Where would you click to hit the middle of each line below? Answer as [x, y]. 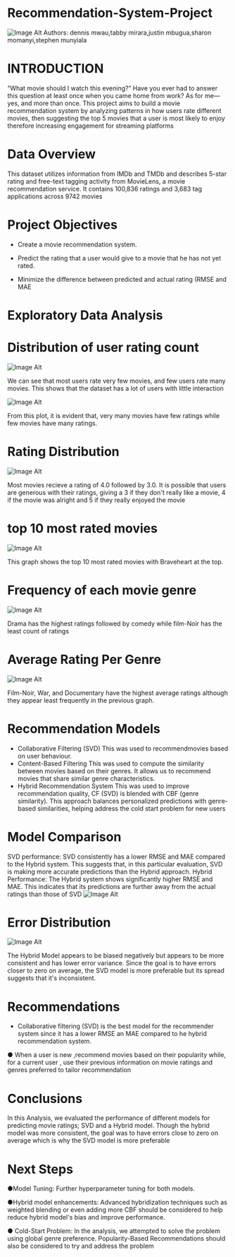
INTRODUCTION [56, 69]
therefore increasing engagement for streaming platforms [91, 126]
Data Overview [52, 154]
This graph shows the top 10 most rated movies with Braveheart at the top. [115, 561]
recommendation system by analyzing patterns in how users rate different [114, 110]
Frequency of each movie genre [102, 590]
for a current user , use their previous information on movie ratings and [110, 1062]
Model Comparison [64, 836]
